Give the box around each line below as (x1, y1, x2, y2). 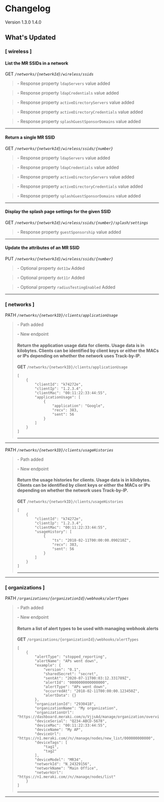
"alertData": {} (43, 693, 77, 698)
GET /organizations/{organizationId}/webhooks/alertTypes (17, 636, 139, 642)
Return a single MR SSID (5, 134, 55, 140)
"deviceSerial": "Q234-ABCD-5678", (35, 719, 107, 724)
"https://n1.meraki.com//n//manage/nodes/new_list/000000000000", (17, 736, 155, 741)
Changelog (5, 3, 51, 14)
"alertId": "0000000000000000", (43, 680, 109, 685)
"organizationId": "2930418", (35, 702, 96, 706)
